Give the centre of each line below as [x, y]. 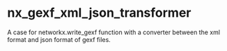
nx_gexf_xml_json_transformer [99, 13]
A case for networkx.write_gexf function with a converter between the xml [114, 32]
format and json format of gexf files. [59, 39]
